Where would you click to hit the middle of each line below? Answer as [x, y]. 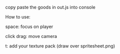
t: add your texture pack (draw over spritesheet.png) [60, 46]
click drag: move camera [31, 36]
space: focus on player [29, 26]
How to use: [18, 17]
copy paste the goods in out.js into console [50, 7]
